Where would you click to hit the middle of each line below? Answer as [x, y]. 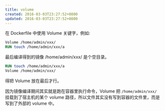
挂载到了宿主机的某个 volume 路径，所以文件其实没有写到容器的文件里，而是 [82, 97]
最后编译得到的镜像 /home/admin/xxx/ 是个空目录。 [57, 57]
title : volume [20, 10]
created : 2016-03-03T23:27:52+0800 [41, 14]
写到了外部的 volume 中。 [31, 103]
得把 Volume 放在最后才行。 [33, 81]
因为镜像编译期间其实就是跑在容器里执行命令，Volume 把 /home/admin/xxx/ [81, 91]
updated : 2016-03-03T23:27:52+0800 [41, 19]
